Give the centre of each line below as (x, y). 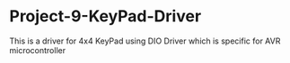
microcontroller (37, 50)
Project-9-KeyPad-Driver (105, 16)
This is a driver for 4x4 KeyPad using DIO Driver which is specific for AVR (145, 41)
